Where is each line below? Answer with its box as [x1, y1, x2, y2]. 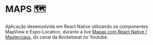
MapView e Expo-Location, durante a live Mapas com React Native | [5, 28, 147, 34]
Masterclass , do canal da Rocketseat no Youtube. [5, 34, 108, 40]
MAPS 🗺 [5, 3, 47, 15]
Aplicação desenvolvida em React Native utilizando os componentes [5, 23, 148, 29]
